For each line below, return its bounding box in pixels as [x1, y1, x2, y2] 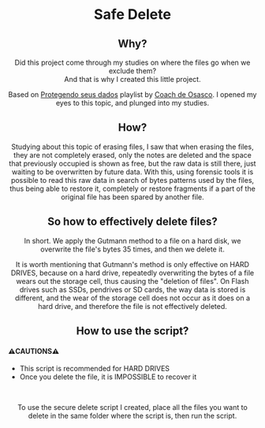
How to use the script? [76, 325, 189, 338]
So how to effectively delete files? [47, 215, 218, 229]
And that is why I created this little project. [64, 75, 201, 84]
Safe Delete [93, 6, 172, 24]
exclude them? [109, 66, 156, 76]
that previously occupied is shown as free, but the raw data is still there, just [9, 158, 256, 168]
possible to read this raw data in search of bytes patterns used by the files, [10, 175, 255, 184]
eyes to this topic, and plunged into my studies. [55, 99, 210, 107]
